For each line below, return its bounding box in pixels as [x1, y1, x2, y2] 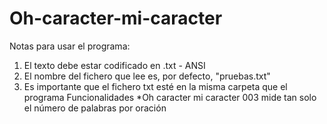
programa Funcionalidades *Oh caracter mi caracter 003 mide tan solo [23, 91, 317, 103]
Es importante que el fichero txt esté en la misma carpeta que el [23, 80, 288, 92]
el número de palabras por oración [23, 102, 167, 114]
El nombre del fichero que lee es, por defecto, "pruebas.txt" [23, 70, 271, 82]
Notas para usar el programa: [9, 40, 131, 52]
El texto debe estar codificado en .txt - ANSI [23, 59, 206, 71]
